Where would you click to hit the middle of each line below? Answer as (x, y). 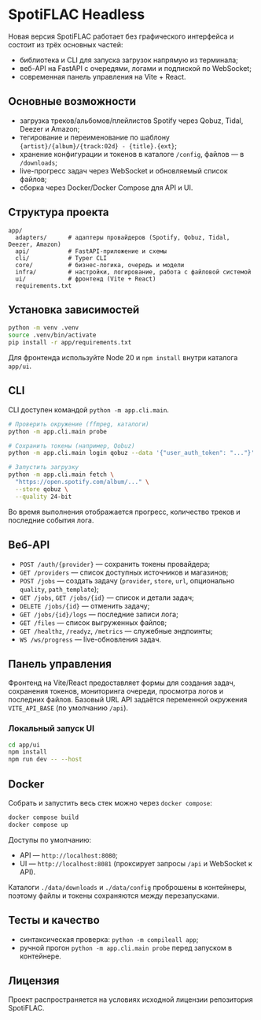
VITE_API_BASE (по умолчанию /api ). (68, 708)
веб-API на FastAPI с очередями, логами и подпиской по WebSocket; (135, 68)
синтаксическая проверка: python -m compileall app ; (109, 939)
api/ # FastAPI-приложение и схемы (91, 251)
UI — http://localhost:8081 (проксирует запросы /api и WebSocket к (136, 863)
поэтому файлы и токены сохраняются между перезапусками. (114, 895)
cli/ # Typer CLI (61, 258)
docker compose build (44, 817)
